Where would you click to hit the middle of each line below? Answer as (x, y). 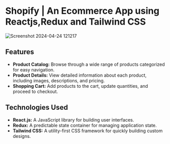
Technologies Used (37, 107)
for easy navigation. (33, 69)
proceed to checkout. (35, 91)
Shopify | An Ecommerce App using (82, 11)
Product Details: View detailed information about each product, (80, 75)
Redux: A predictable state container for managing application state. (85, 125)
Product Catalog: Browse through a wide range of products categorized (89, 64)
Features (20, 52)
